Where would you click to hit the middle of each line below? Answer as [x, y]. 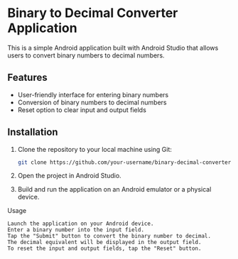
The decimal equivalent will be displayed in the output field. [104, 243]
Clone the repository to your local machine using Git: [95, 149]
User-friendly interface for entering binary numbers [93, 94]
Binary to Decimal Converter [93, 13]
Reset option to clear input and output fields [82, 110]
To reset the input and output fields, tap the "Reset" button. [104, 249]
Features [27, 78]
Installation [33, 132]
